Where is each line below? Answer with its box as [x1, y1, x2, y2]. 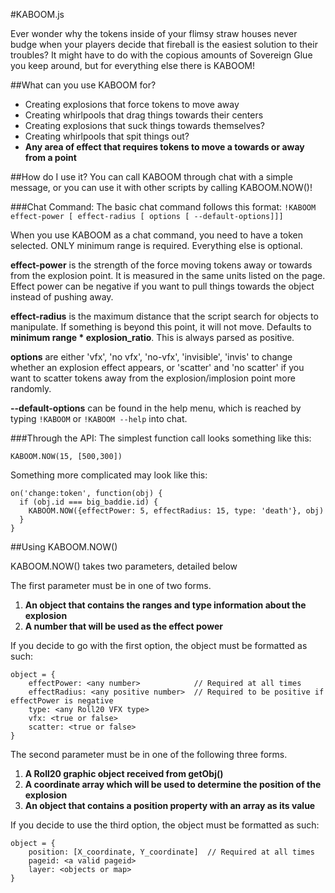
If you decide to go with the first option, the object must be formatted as [10, 640, 308, 651]
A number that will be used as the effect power [24, 620, 223, 632]
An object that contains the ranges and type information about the [24, 599, 307, 611]
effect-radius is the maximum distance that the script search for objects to [10, 310, 319, 322]
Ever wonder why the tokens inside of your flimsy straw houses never [10, 28, 298, 39]
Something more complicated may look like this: [10, 469, 208, 481]
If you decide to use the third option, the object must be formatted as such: [10, 819, 320, 831]
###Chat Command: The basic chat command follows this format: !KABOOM [10, 201, 317, 213]
